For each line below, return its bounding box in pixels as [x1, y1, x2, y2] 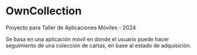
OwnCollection [5, 4, 82, 18]
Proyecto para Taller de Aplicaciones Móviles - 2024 [5, 24, 136, 31]
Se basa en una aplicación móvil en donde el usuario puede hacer [5, 35, 169, 42]
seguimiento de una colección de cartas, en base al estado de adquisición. [5, 42, 192, 49]
